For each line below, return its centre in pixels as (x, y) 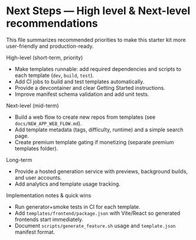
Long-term (19, 160)
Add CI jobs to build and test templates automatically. (79, 82)
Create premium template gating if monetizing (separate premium (94, 142)
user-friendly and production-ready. (50, 46)
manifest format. (35, 232)
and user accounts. (38, 177)
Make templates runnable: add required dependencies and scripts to (98, 69)
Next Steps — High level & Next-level (98, 11)
